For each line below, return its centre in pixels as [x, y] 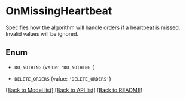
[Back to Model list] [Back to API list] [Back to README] [74, 90]
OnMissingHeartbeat [59, 11]
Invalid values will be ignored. [42, 33]
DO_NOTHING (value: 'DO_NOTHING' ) [54, 67]
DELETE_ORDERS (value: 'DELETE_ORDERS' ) [62, 78]
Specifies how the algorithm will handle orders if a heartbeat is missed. [93, 27]
